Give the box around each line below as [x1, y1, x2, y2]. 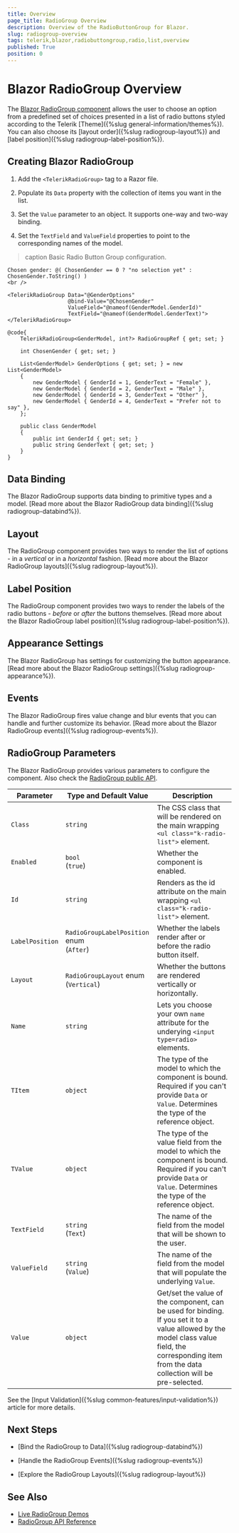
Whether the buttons [156, 961, 226, 971]
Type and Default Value [67, 790, 149, 800]
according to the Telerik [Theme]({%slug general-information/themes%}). [7, 119, 224, 128]
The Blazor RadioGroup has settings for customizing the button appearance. [7, 656, 231, 664]
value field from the [156, 1137, 222, 1147]
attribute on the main [156, 886, 226, 896]
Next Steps [7, 1423, 58, 1435]
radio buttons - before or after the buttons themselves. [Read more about [7, 609, 222, 618]
